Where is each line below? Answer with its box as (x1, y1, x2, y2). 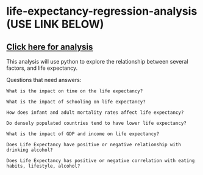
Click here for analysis (6, 42, 93, 52)
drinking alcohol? (6, 147, 53, 153)
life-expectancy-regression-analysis (6, 4, 198, 18)
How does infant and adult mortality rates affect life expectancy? (6, 110, 184, 116)
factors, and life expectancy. (6, 64, 78, 72)
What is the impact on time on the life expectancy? (6, 88, 143, 94)
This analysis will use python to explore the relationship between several (6, 58, 188, 65)
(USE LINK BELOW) (6, 17, 104, 31)
